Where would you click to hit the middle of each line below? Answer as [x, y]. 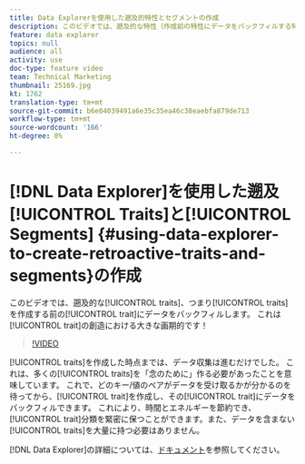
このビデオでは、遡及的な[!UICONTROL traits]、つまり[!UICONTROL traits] [149, 302]
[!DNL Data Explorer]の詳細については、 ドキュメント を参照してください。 [147, 449]
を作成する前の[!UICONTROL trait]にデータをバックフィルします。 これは [145, 313]
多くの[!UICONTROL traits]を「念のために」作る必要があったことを [158, 373]
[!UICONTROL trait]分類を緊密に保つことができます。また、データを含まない [152, 419]
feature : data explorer [54, 35]
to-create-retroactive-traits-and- [138, 254]
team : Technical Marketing [60, 77]
